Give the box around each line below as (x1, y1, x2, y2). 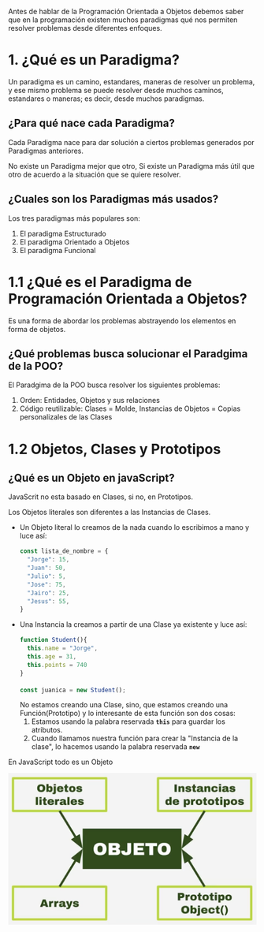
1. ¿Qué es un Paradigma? (8, 51, 180, 69)
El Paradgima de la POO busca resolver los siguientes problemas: (8, 380, 221, 390)
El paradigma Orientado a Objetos (19, 237, 130, 247)
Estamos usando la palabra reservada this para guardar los (31, 717, 226, 726)
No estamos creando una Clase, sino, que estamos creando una (19, 700, 229, 710)
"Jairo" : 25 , (27, 589, 70, 597)
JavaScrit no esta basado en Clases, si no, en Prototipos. (8, 492, 193, 501)
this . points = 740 (27, 661, 87, 669)
